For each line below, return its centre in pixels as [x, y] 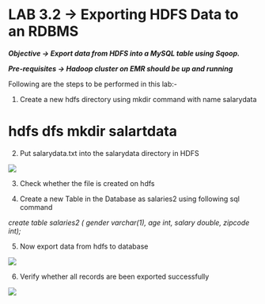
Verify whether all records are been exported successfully [114, 276]
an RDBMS [44, 31]
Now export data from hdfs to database [84, 246]
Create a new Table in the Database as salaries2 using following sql [129, 199]
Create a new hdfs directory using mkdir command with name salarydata [138, 99]
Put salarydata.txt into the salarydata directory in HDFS [109, 153]
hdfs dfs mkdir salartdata [93, 131]
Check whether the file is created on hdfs [87, 183]
